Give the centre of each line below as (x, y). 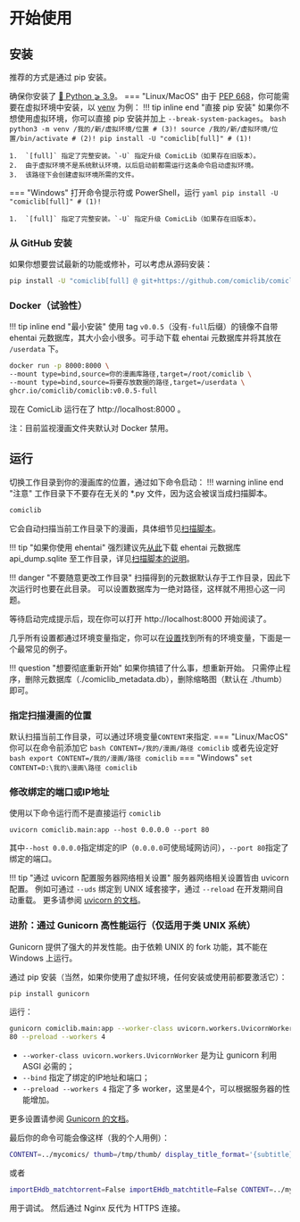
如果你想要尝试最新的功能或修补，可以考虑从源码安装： (111, 264)
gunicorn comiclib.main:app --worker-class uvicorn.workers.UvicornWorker (151, 1029)
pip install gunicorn (50, 993)
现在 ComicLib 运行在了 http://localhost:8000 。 (97, 409)
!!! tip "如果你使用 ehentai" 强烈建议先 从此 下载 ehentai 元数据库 (125, 547)
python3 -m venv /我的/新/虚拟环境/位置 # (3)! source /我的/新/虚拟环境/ (141, 129)
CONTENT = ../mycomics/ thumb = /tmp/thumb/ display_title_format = (129, 1155)
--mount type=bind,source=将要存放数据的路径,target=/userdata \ (127, 383)
